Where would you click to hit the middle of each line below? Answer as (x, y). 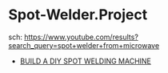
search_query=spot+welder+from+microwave (84, 45)
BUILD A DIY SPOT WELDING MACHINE (86, 61)
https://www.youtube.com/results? (81, 37)
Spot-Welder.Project (78, 15)
